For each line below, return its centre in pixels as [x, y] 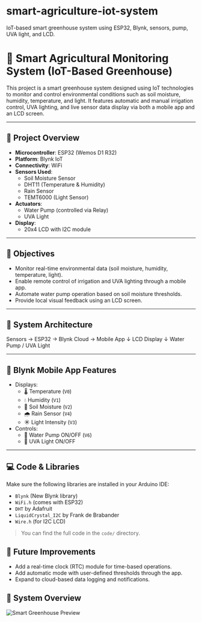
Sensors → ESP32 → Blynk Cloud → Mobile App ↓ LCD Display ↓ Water [95, 339]
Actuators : [29, 203]
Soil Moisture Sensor [50, 178]
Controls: [26, 429]
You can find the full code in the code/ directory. [80, 533]
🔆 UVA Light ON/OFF [50, 442]
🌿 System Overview [44, 598]
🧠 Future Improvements [51, 552]
